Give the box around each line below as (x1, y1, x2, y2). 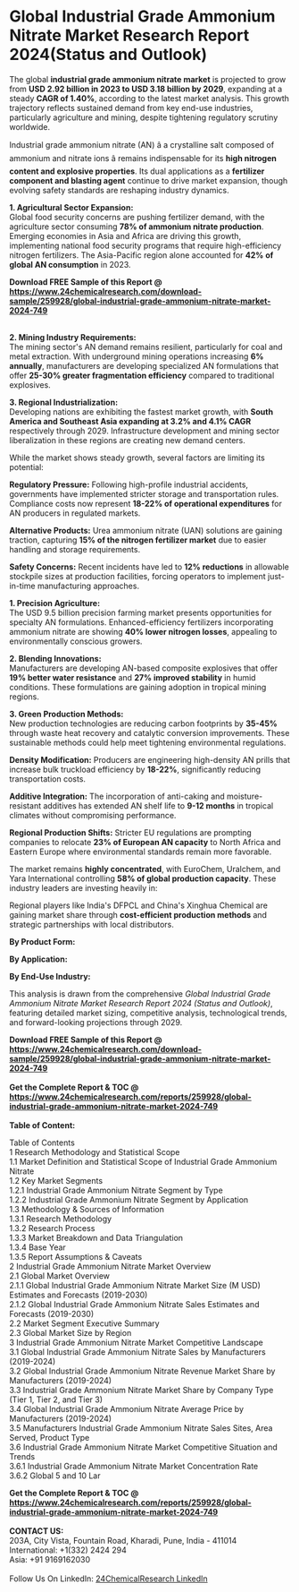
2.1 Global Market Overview (9, 1270, 110, 1281)
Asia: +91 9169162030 (9, 1553, 91, 1564)
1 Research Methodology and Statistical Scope (9, 1146, 180, 1157)
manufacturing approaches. (37, 580, 140, 591)
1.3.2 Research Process (9, 1222, 96, 1233)
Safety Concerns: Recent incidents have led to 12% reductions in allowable (9, 561, 290, 572)
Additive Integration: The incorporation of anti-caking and (9, 791, 225, 801)
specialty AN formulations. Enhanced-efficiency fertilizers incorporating (9, 616, 274, 628)
